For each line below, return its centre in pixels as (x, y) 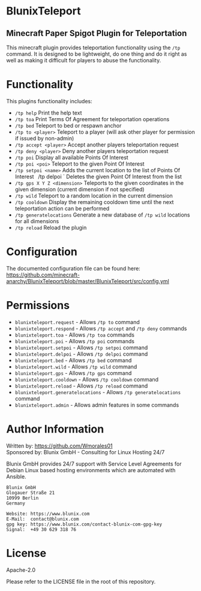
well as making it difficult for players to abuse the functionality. (84, 60)
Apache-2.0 (21, 570)
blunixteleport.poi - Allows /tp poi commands (75, 341)
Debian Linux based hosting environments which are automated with (91, 470)
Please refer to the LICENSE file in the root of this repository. (81, 581)
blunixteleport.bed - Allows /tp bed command (73, 360)
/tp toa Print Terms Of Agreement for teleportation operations (92, 119)
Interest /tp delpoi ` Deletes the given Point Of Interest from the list (98, 176)
